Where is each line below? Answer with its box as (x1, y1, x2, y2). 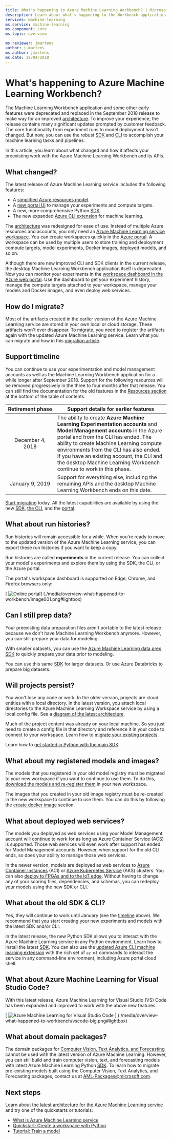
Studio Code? (5, 983, 50, 992)
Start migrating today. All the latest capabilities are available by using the (5, 499, 159, 505)
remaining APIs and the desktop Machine (57, 480, 156, 487)
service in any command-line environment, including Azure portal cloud (5, 954, 157, 961)
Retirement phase (8, 405, 52, 413)
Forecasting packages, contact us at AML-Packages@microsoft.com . (5, 1073, 152, 1080)
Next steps (5, 1088, 41, 1097)
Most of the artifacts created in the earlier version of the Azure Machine (5, 316, 157, 322)
